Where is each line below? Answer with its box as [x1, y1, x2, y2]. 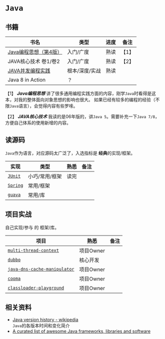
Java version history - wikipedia [12, 316, 78, 323]
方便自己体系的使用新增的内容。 [5, 120, 71, 125]
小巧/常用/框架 [28, 172, 62, 179]
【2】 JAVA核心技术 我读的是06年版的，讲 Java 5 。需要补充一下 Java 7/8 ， [5, 113, 160, 119]
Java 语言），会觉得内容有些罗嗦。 [9, 103, 78, 108]
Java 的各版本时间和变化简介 [12, 322, 70, 328]
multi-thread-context [7, 247, 59, 253]
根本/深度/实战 [67, 67, 101, 74]
